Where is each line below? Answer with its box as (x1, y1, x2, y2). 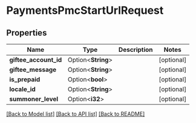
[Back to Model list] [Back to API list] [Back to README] (6, 110, 145, 118)
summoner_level (9, 95, 59, 103)
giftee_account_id (9, 55, 62, 64)
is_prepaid (9, 75, 41, 83)
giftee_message (9, 66, 57, 74)
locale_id (9, 85, 36, 93)
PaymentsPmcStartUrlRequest (6, 4, 164, 17)
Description (118, 46, 153, 54)
